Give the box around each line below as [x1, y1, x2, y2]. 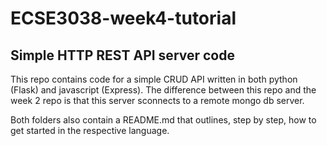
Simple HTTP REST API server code [10, 47, 235, 64]
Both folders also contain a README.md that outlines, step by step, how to [10, 114, 317, 126]
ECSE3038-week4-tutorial [10, 7, 237, 30]
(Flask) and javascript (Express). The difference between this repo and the [10, 84, 317, 96]
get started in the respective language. [10, 125, 170, 136]
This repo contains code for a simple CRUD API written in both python [10, 73, 298, 85]
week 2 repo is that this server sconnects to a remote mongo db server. [10, 95, 305, 106]
